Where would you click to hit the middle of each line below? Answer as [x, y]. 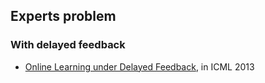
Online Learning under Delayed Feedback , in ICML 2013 [139, 66]
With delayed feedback [68, 45]
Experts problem [63, 16]
